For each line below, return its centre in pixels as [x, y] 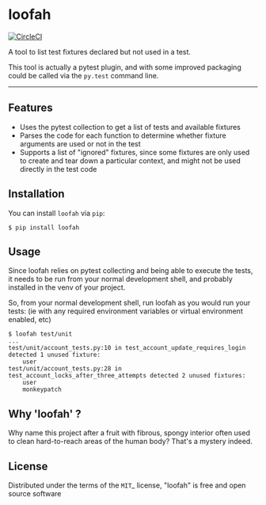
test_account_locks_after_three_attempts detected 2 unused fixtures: [127, 376]
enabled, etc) [30, 320]
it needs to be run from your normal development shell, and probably [120, 279]
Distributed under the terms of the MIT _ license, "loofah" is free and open [127, 485]
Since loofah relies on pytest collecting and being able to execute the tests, [131, 271]
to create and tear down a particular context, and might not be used [130, 161]
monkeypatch [42, 389]
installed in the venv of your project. [67, 287]
